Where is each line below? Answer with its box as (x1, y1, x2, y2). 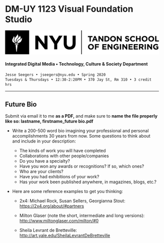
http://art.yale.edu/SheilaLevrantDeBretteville (19, 233, 110, 239)
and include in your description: (12, 138, 76, 144)
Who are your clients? (19, 169, 63, 174)
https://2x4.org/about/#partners (19, 203, 84, 209)
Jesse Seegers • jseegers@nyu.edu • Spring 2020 (5, 73, 106, 77)
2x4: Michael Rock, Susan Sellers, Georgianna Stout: (19, 198, 125, 204)
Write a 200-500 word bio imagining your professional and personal (12, 128, 149, 134)
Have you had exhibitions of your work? (19, 174, 100, 180)
